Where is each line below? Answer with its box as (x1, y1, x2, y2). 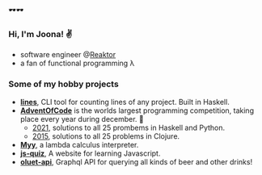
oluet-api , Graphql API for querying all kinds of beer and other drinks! (19, 156, 253, 166)
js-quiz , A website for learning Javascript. (19, 148, 161, 158)
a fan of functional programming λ (19, 58, 135, 69)
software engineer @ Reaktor (19, 50, 116, 60)
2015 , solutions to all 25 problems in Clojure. (32, 131, 180, 141)
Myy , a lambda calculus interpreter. (19, 140, 139, 149)
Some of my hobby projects (8, 78, 119, 90)
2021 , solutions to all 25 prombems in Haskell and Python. (32, 123, 226, 132)
